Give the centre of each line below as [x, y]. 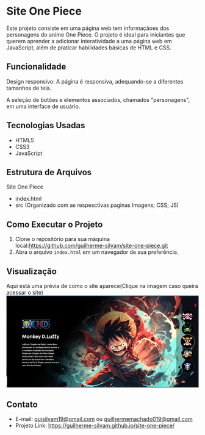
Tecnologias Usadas [46, 125]
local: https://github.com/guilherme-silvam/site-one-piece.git [92, 246]
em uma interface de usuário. [43, 106]
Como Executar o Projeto [55, 224]
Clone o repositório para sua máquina [63, 239]
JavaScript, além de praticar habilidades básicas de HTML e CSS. [89, 48]
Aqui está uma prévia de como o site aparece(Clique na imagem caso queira [102, 286]
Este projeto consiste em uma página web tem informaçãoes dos [88, 28]
